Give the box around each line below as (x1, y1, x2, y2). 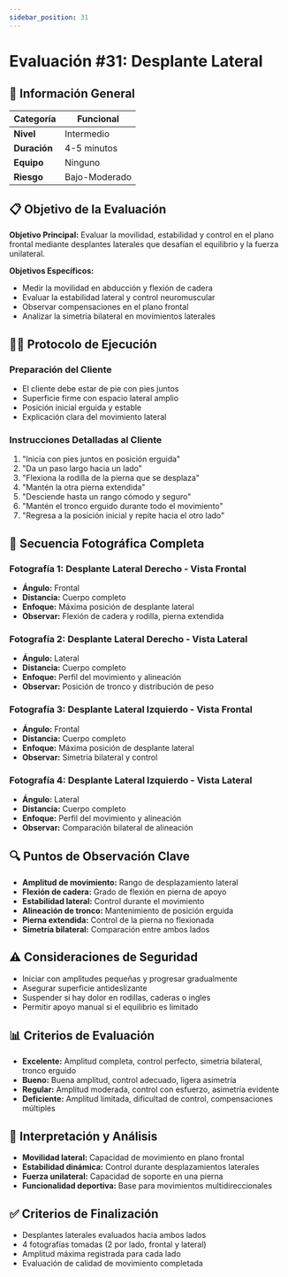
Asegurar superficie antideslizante (21, 982, 148, 993)
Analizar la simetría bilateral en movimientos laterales (21, 311, 216, 321)
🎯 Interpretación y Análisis (9, 1128, 158, 1143)
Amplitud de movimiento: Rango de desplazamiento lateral (21, 877, 239, 887)
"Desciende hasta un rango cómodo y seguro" (21, 491, 192, 502)
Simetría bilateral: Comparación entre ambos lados (21, 924, 210, 934)
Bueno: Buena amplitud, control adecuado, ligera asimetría (21, 1075, 237, 1086)
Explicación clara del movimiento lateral (21, 412, 167, 422)
